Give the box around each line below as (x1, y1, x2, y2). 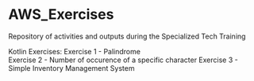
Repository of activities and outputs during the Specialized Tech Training (8, 31, 246, 41)
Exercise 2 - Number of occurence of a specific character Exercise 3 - (8, 55, 238, 64)
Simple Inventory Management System (8, 63, 135, 72)
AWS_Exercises (8, 6, 114, 24)
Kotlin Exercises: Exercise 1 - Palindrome (8, 46, 141, 56)
